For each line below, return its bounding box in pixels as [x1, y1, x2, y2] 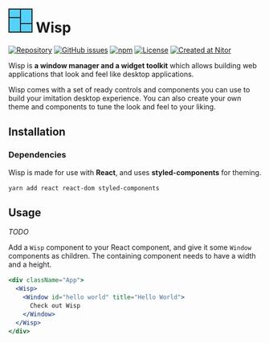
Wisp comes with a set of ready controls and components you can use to [8, 84, 251, 94]
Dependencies [8, 149, 67, 161]
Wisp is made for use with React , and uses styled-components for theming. [8, 167, 262, 177]
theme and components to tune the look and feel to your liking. [8, 101, 216, 112]
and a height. [8, 259, 52, 269]
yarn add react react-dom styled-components [8, 184, 160, 192]
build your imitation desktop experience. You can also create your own [8, 93, 242, 103]
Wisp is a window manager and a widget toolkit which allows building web [8, 60, 257, 70]
